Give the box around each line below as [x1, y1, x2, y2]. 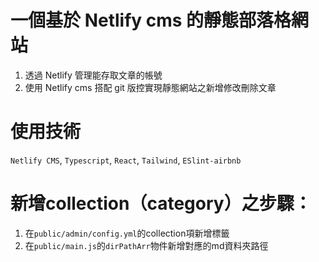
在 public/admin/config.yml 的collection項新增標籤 [24, 227, 230, 239]
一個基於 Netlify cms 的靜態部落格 [10, 9, 292, 32]
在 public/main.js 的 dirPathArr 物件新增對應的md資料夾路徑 [24, 239, 269, 251]
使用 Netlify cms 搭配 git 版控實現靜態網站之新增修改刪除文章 [24, 81, 277, 93]
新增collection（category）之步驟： [10, 192, 312, 215]
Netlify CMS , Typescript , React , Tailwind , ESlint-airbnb [10, 154, 242, 166]
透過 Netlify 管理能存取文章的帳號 [24, 69, 163, 81]
